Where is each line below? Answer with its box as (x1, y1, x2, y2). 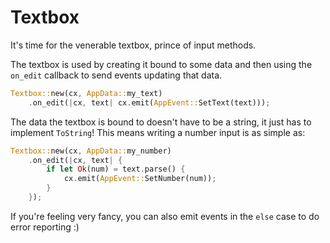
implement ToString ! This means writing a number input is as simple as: (10, 126, 306, 138)
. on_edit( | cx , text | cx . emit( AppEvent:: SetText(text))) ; (28, 97, 271, 108)
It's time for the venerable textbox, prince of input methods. (10, 39, 257, 51)
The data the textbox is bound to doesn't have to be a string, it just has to (10, 116, 312, 128)
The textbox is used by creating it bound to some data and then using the (10, 58, 313, 70)
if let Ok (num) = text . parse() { (46, 164, 186, 175)
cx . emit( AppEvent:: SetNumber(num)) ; (63, 174, 217, 184)
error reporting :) (10, 221, 80, 233)
